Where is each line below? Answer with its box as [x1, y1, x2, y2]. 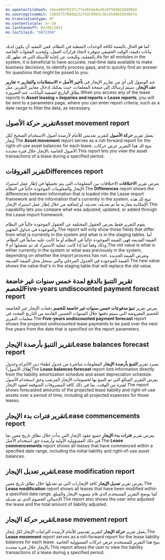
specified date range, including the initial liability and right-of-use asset [5, 448, 149, 454]
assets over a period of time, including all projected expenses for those [5, 392, 149, 398]
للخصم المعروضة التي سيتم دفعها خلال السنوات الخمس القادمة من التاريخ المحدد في [5, 310, 159, 316]
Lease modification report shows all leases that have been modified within [5, 485, 157, 491]
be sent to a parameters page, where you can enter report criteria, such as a [5, 100, 160, 105]
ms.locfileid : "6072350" [5, 30, 56, 35]
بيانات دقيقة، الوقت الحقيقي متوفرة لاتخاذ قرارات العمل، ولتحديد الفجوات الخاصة [5, 49, 152, 54]
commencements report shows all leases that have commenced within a [5, 443, 153, 449]
